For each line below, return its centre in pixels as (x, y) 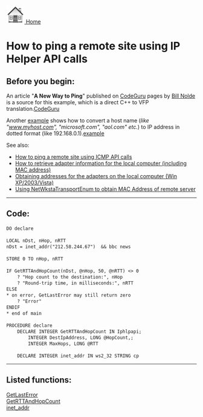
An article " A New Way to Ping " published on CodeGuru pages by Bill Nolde (101, 96)
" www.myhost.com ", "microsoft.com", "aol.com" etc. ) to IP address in (93, 127)
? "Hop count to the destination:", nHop (70, 277)
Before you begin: (40, 81)
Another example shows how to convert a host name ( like (78, 120)
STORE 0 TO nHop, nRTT (35, 259)
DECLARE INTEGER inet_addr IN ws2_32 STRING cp (78, 356)
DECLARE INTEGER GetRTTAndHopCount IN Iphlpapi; (79, 332)
